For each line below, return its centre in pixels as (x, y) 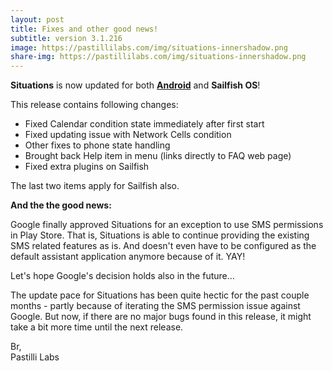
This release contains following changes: (94, 105)
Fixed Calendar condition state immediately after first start (144, 124)
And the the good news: (61, 205)
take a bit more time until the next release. (97, 327)
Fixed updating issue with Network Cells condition (128, 135)
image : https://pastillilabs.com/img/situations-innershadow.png (149, 47)
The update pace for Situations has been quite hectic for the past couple (160, 295)
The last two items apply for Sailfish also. (95, 186)
